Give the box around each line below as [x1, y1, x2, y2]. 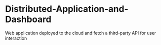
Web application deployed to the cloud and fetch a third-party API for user [5, 30, 157, 36]
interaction [5, 35, 27, 41]
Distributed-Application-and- [5, 3, 128, 15]
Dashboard [5, 14, 52, 25]
